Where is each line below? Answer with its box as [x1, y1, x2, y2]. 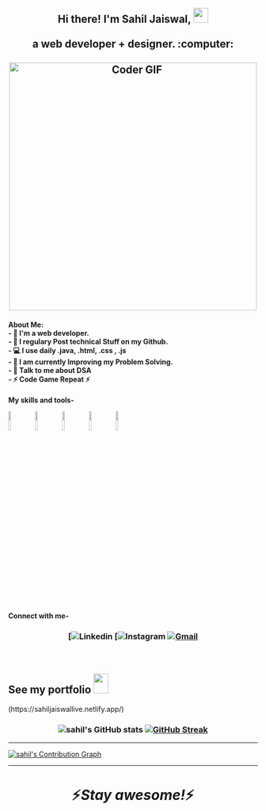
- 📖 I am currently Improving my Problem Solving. [8, 357, 173, 367]
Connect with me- [8, 611, 69, 621]
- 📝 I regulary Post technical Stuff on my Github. [8, 336, 169, 346]
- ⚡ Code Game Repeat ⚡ [8, 374, 91, 384]
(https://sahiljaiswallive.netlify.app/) [8, 704, 124, 713]
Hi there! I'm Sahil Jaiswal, [58, 13, 192, 26]
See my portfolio [8, 683, 92, 697]
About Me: [8, 320, 44, 329]
